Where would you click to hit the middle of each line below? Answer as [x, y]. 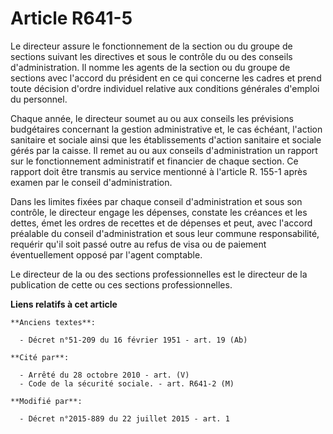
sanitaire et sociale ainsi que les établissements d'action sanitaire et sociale [166, 139]
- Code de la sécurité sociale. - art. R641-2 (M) [127, 383]
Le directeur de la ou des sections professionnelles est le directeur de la [159, 274]
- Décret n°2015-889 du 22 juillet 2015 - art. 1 [124, 418]
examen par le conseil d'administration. [91, 182]
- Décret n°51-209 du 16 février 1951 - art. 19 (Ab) [133, 340]
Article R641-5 [71, 18]
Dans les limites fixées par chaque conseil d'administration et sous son [156, 201]
